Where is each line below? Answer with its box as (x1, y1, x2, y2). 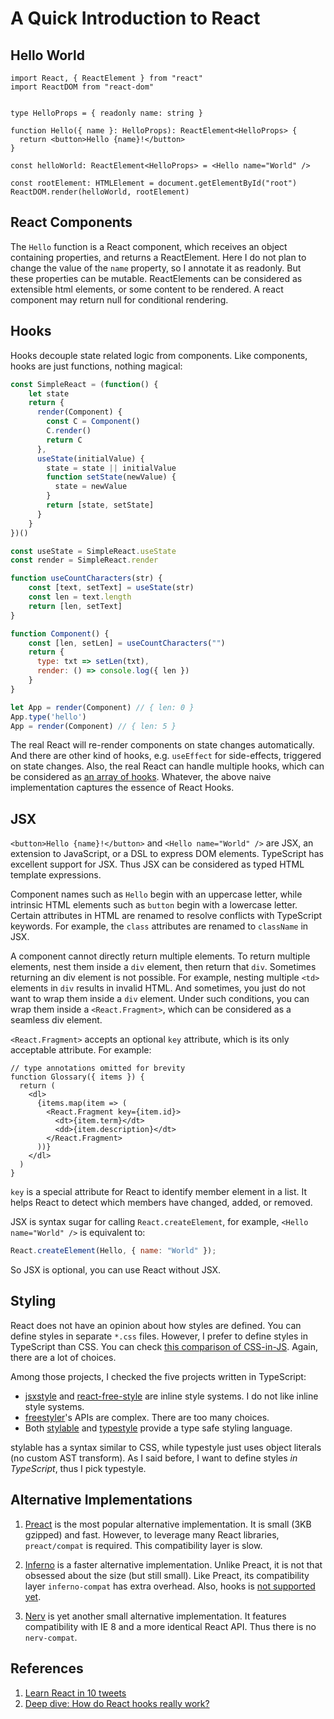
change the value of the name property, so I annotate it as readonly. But (10, 262, 302, 274)
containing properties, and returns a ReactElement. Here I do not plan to (10, 251, 307, 263)
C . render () (46, 426, 92, 436)
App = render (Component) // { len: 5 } (10, 721, 177, 731)
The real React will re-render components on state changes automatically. (10, 739, 315, 751)
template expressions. (10, 869, 102, 881)
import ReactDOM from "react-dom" (10, 82, 155, 92)
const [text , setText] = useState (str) (28, 583, 195, 593)
